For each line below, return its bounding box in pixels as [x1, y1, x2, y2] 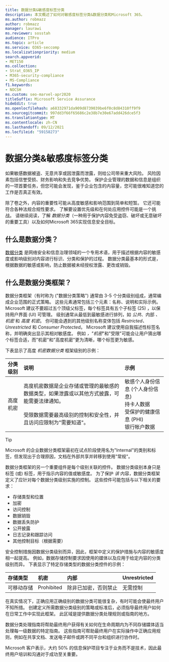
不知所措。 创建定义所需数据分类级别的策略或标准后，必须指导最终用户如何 [5, 604, 161, 611]
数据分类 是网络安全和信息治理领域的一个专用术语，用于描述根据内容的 [5, 249, 152, 255]
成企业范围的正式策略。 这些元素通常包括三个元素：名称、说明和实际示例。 [5, 299, 161, 305]
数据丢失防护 [12, 519, 39, 525]
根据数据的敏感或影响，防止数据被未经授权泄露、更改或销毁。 [5, 262, 133, 268]
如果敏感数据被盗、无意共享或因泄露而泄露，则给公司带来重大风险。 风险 [5, 170, 156, 177]
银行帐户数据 [124, 423, 155, 430]
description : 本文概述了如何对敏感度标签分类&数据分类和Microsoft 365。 [5, 12, 145, 17]
